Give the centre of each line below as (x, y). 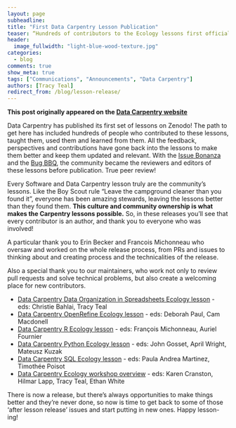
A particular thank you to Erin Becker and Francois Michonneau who (106, 242)
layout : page (26, 14)
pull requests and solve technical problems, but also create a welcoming (112, 279)
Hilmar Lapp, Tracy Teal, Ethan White (71, 381)
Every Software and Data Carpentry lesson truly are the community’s (107, 184)
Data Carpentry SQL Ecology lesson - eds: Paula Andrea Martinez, (113, 359)
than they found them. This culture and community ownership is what (110, 206)
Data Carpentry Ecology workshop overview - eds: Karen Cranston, (115, 374)
